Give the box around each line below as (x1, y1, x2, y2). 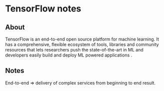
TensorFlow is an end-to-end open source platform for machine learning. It (5, 36, 160, 42)
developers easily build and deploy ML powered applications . (5, 52, 133, 58)
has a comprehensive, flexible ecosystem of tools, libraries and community (5, 41, 159, 47)
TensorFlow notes (5, 3, 81, 14)
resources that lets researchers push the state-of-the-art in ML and (5, 47, 144, 52)
